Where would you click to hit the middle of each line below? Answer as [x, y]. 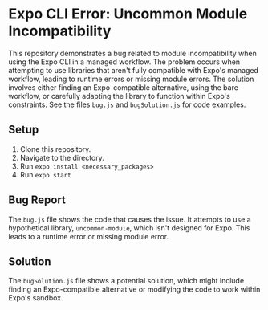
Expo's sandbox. [36, 298]
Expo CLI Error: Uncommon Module [128, 14]
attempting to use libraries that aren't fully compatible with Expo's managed [134, 70]
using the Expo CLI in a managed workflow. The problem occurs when [124, 62]
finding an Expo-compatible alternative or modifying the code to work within [134, 289]
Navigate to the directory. [62, 157]
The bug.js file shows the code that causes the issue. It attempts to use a [130, 219]
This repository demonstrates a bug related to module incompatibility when [132, 53]
